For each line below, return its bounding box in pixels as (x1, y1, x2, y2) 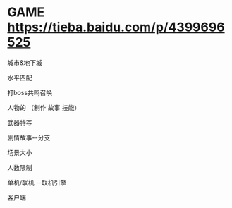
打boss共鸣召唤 (7, 88, 53, 97)
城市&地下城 (7, 58, 43, 67)
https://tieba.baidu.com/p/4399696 (7, 19, 225, 35)
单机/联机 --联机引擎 (7, 178, 67, 187)
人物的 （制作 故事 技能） (7, 103, 81, 111)
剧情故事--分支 (7, 133, 51, 142)
